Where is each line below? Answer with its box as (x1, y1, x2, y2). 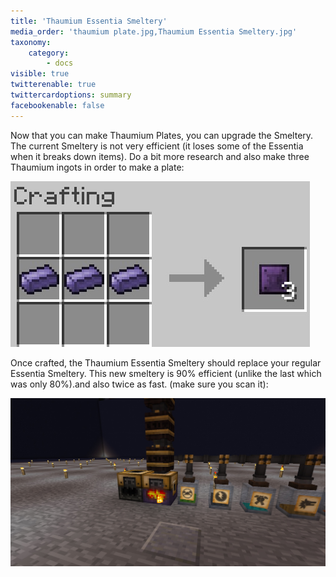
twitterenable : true (10, 80, 97, 90)
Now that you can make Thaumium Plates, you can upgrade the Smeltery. (10, 129, 314, 141)
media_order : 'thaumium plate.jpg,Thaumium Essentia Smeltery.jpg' (10, 26, 298, 37)
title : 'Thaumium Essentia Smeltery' (10, 16, 168, 26)
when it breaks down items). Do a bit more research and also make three (10, 150, 310, 162)
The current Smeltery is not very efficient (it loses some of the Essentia (10, 140, 304, 152)
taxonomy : (10, 37, 52, 47)
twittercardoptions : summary (10, 90, 132, 100)
